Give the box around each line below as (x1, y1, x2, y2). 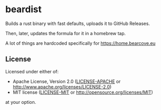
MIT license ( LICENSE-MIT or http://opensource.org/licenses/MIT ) (12, 89, 153, 95)
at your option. (5, 99, 36, 105)
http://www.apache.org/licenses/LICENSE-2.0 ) (12, 84, 112, 90)
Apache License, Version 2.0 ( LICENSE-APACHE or (12, 78, 121, 85)
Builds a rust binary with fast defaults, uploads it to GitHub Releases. (5, 20, 150, 26)
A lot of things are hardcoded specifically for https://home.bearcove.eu (5, 40, 156, 46)
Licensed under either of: (5, 68, 59, 74)
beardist (5, 4, 42, 15)
